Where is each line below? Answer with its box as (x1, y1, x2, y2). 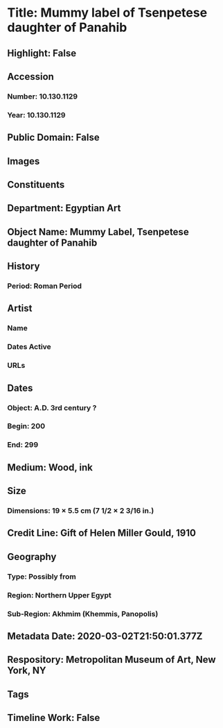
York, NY (7, 665, 46, 677)
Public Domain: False (7, 132, 100, 144)
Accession (7, 71, 54, 83)
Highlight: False (7, 47, 77, 59)
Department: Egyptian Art (7, 203, 121, 214)
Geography (7, 550, 57, 563)
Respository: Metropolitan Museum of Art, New (7, 654, 216, 666)
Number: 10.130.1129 (7, 92, 78, 101)
